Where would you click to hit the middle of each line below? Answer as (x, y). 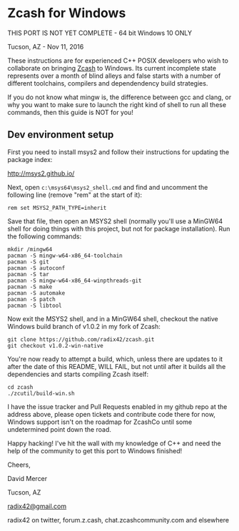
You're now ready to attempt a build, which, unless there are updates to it (115, 359)
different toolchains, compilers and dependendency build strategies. (108, 83)
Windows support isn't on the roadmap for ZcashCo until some (100, 422)
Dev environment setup (61, 135)
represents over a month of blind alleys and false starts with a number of (114, 76)
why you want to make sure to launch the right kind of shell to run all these (117, 104)
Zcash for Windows (67, 13)
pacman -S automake (36, 293)
